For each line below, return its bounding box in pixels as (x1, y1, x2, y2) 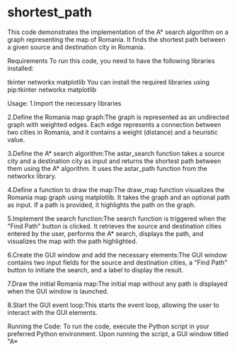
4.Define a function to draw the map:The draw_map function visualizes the (7, 185, 225, 194)
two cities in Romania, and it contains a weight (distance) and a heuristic (7, 128, 218, 136)
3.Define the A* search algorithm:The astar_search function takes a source (7, 149, 225, 157)
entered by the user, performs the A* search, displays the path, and (7, 229, 204, 238)
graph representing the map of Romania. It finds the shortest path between (7, 35, 226, 43)
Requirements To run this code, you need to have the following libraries (7, 56, 215, 65)
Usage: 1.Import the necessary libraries (7, 99, 122, 107)
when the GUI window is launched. (7, 286, 109, 295)
